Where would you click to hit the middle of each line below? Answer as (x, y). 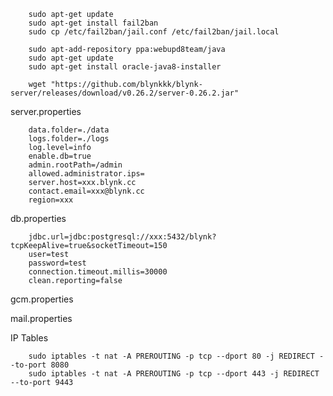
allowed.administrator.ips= (86, 174)
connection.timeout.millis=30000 (98, 272)
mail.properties (41, 318)
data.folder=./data (69, 130)
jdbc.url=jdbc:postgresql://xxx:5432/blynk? (122, 237)
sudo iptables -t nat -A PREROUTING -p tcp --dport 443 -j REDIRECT (174, 374)
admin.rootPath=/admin (75, 165)
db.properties (38, 218)
